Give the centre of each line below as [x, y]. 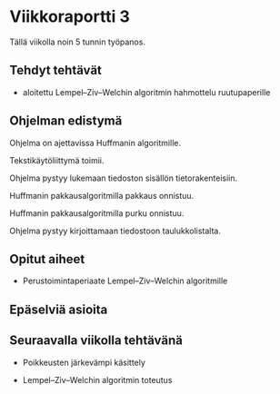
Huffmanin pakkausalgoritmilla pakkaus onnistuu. [102, 195]
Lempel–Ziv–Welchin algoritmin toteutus [97, 379]
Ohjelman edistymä [66, 121]
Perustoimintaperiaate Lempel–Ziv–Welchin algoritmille [125, 281]
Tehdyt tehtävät [56, 70]
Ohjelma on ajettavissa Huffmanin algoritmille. [95, 143]
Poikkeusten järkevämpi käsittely [84, 362]
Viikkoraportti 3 [70, 17]
